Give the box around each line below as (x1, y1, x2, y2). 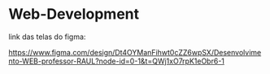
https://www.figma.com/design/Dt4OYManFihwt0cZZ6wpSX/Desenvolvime (8, 47, 262, 57)
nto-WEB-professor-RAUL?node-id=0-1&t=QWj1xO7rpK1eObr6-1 (8, 56, 225, 66)
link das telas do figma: (8, 32, 86, 41)
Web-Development (8, 5, 140, 24)
